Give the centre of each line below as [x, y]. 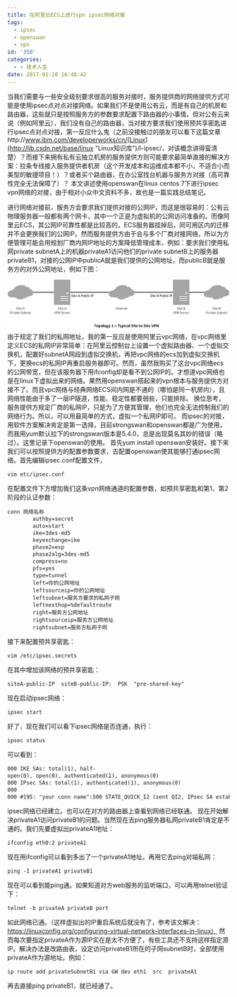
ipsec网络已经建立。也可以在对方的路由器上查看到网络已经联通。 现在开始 [115, 811]
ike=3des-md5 [52, 533]
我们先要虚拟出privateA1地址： [70, 829]
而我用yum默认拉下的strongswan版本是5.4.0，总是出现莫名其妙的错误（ [112, 434]
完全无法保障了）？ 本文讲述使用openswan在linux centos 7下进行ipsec [116, 183]
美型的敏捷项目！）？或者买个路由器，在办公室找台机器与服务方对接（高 [112, 174]
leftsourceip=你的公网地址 [69, 591]
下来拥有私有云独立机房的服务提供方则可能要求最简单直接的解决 [130, 157]
